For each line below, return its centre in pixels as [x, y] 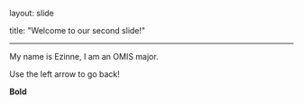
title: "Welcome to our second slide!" [78, 30]
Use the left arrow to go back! [64, 74]
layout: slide [32, 13]
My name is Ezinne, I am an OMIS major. [84, 57]
